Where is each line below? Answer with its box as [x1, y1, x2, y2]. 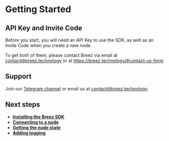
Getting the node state [12, 124, 61, 130]
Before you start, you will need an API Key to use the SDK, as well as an [5, 37, 154, 43]
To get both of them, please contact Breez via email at [5, 52, 118, 58]
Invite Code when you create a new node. [5, 42, 92, 49]
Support [5, 72, 32, 81]
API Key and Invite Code [5, 24, 82, 32]
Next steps [5, 100, 40, 109]
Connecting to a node [12, 119, 59, 125]
